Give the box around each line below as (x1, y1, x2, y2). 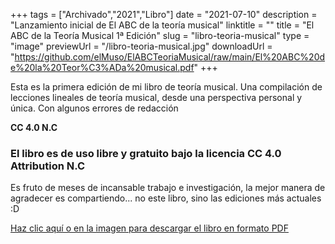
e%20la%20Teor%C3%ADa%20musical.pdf (10, 62, 195, 73)
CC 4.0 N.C (10, 122, 58, 133)
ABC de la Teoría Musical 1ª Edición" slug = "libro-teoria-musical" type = (10, 30, 310, 41)
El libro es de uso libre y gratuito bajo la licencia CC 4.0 (10, 146, 282, 160)
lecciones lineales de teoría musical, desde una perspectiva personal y (10, 92, 303, 103)
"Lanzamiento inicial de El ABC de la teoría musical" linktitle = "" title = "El (10, 19, 315, 31)
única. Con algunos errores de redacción (10, 102, 179, 114)
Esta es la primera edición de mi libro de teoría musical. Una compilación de (10, 81, 323, 93)
